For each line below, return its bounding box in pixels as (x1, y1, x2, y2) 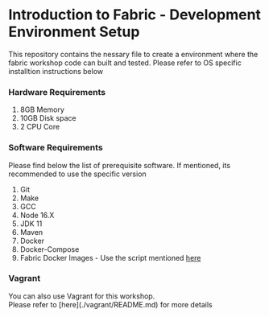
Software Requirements (8, 142, 103, 154)
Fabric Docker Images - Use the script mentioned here (19, 253, 201, 262)
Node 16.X (19, 210, 55, 220)
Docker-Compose (19, 244, 80, 254)
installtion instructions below (8, 66, 103, 76)
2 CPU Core (19, 122, 60, 132)
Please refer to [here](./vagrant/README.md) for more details (8, 299, 213, 309)
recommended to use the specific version (8, 169, 147, 179)
